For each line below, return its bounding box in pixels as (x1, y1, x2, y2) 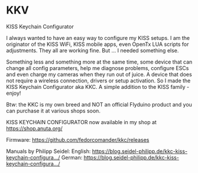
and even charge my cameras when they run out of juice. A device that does (6, 71, 192, 78)
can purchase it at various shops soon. (6, 107, 100, 114)
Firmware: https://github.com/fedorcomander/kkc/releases (6, 136, 150, 143)
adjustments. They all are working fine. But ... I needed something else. (6, 46, 179, 54)
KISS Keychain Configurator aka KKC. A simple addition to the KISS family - (6, 83, 190, 90)
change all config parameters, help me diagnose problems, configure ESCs (6, 64, 189, 71)
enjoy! (6, 89, 21, 97)
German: (61, 154, 83, 161)
